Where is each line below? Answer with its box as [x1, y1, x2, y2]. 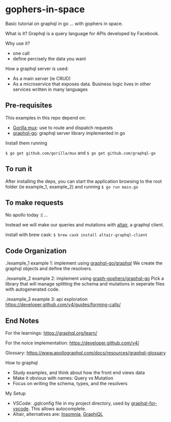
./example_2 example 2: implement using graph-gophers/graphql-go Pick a [5, 275, 164, 282]
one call [12, 50, 30, 56]
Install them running [5, 139, 48, 146]
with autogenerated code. [5, 286, 60, 292]
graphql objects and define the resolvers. [5, 266, 92, 272]
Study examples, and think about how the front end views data [12, 369, 145, 376]
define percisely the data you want [12, 55, 86, 62]
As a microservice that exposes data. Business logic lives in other [12, 81, 151, 87]
